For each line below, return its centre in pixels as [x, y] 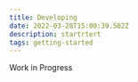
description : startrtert [55, 34]
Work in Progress [41, 68]
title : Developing [43, 17]
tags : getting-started [51, 42]
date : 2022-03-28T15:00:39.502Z [69, 26]
